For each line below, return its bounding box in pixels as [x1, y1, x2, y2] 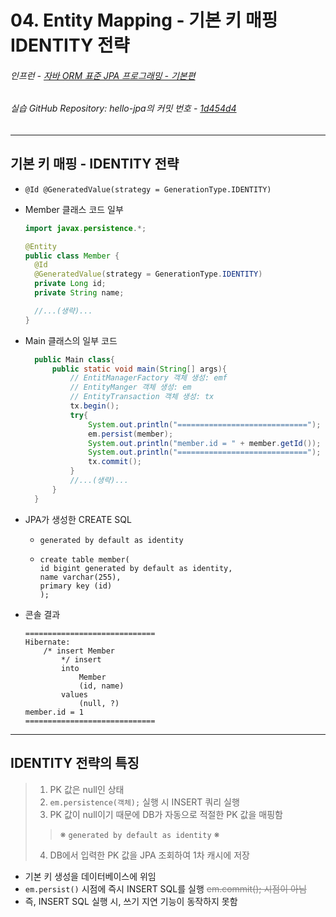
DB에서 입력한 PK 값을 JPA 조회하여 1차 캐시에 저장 [49, 849, 250, 861]
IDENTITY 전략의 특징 [10, 755, 140, 772]
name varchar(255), [39, 572, 122, 582]
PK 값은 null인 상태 [49, 783, 125, 795]
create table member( [39, 554, 130, 565]
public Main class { [34, 354, 115, 365]
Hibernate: [24, 637, 71, 647]
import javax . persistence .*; [24, 223, 147, 233]
